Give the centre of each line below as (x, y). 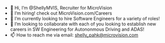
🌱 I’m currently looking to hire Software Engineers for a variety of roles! (85, 18)
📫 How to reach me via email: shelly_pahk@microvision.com (74, 35)
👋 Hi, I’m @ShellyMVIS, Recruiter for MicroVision (61, 8)
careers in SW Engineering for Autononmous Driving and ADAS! (77, 29)
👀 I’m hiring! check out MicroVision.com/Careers (61, 13)
